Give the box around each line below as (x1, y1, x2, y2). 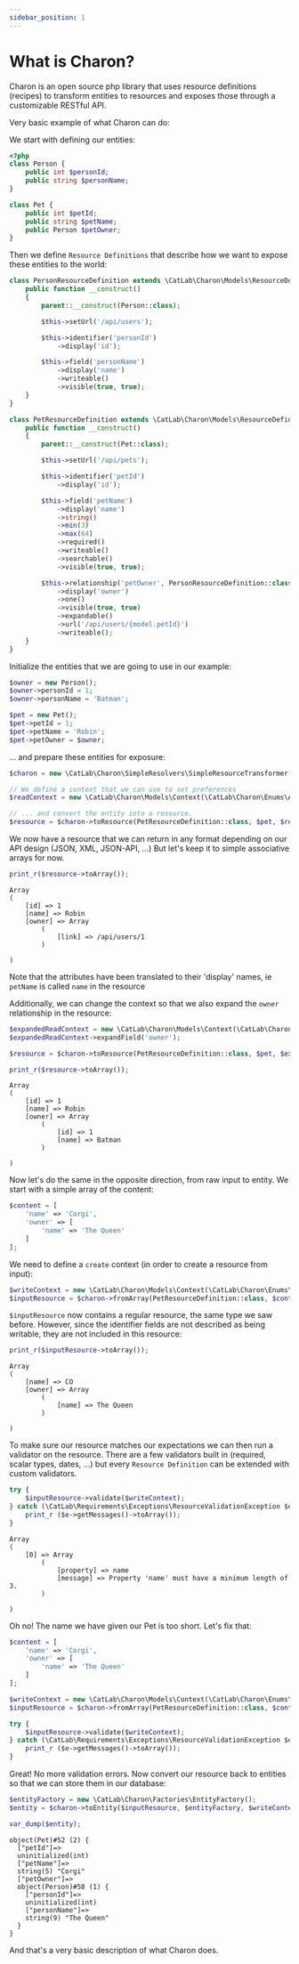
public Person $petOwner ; (25, 225, 122, 234)
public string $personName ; (25, 176, 129, 185)
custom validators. (9, 1468, 77, 1479)
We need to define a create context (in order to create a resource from (9, 1258, 269, 1269)
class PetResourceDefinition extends (9, 415, 149, 424)
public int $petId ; (25, 208, 98, 218)
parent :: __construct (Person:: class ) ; (41, 301, 181, 310)
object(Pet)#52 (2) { (9, 1835, 90, 1845)
